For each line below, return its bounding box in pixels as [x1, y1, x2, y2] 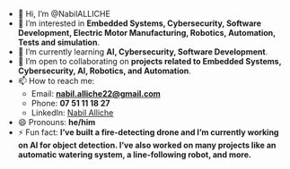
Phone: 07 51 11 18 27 [31, 98, 110, 108]
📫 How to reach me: [17, 76, 95, 86]
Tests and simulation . [17, 37, 101, 47]
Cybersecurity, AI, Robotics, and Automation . [17, 65, 191, 76]
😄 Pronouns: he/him [17, 117, 96, 127]
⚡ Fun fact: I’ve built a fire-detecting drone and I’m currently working [17, 127, 279, 138]
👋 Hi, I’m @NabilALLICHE [17, 9, 110, 19]
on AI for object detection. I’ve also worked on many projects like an [17, 139, 277, 150]
